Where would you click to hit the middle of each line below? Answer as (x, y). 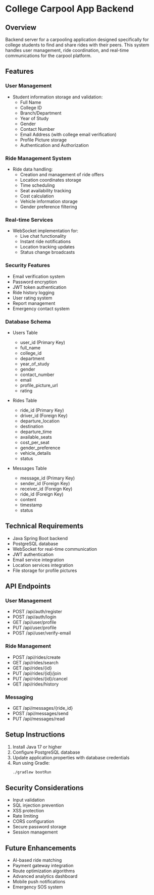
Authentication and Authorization (55, 145)
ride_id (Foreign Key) (42, 494)
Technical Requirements (44, 526)
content (28, 499)
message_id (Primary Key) (47, 478)
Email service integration (38, 560)
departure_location (40, 421)
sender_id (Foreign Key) (45, 483)
